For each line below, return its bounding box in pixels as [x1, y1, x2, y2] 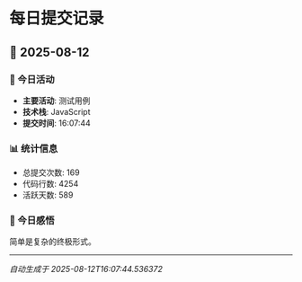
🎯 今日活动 [9, 73, 56, 85]
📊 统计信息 [9, 142, 58, 154]
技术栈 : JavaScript [22, 106, 92, 117]
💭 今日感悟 [9, 215, 56, 227]
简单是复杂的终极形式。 [9, 236, 96, 247]
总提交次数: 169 [22, 167, 80, 178]
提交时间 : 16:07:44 [22, 118, 92, 128]
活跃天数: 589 [22, 189, 74, 200]
